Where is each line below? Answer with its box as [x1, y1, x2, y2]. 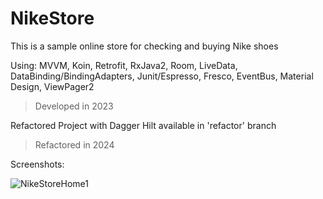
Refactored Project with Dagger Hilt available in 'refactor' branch [10, 119, 277, 131]
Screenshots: [10, 158, 65, 170]
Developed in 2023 [34, 100, 114, 112]
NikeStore [10, 7, 95, 30]
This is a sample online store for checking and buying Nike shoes [10, 40, 279, 52]
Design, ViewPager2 [10, 80, 95, 92]
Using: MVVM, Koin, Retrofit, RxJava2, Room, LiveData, [10, 59, 238, 71]
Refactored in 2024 [34, 138, 115, 151]
